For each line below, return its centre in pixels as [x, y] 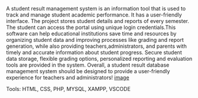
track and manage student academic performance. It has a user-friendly [94, 15]
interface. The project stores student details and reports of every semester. [98, 21]
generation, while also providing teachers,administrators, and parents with [97, 46]
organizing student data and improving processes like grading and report [95, 40]
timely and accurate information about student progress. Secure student [94, 52]
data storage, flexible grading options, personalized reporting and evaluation [99, 59]
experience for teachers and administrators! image [68, 77]
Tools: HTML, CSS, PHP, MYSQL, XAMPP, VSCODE [69, 89]
